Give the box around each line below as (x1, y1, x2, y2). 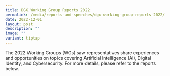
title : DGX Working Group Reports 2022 (5, 7, 90, 13)
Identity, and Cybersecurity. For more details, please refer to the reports (5, 60, 156, 66)
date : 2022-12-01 (5, 17, 42, 22)
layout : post (5, 21, 33, 27)
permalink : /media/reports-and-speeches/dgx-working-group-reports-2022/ (5, 12, 165, 17)
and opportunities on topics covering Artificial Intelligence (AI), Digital (5, 55, 151, 61)
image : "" (5, 31, 26, 36)
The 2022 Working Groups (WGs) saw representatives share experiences (5, 49, 159, 56)
